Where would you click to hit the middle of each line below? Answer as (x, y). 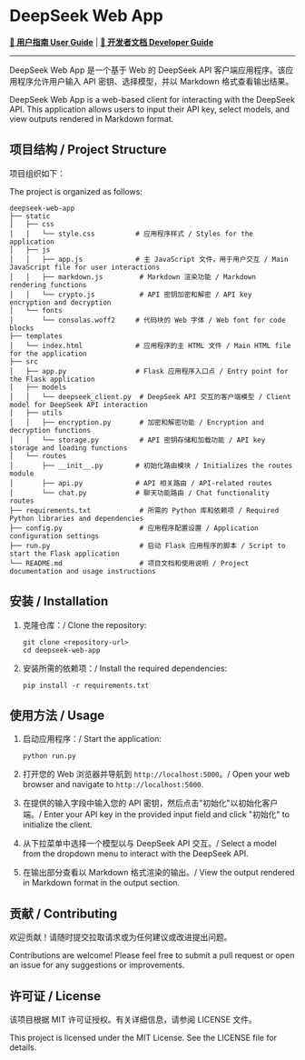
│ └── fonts (36, 310)
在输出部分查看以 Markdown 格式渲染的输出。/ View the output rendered (158, 873)
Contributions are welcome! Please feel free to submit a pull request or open (152, 955)
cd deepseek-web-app (61, 650)
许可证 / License (55, 996)
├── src (24, 361)
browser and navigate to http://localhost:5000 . (113, 785)
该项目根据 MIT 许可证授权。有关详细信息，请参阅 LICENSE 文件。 (133, 1020)
